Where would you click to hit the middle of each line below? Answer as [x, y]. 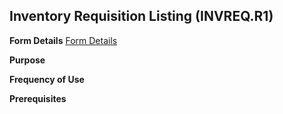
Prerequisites [38, 98]
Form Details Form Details [63, 40]
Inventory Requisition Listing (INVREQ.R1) [141, 16]
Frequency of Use [47, 79]
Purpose [27, 60]
